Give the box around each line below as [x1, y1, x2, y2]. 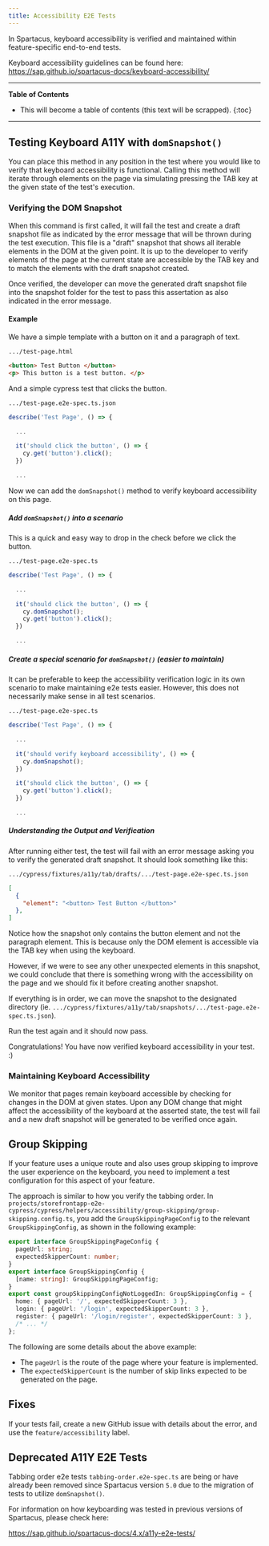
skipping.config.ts [8, 1216, 74, 1224]
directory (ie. [8, 1002, 50, 1012]
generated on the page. [19, 1374, 98, 1384]
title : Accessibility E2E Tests [8, 11, 116, 20]
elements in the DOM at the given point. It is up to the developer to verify [8, 246, 248, 256]
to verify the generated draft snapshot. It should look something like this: [8, 855, 248, 864]
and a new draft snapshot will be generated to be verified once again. [8, 1114, 238, 1123]
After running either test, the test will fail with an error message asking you [8, 846, 255, 856]
